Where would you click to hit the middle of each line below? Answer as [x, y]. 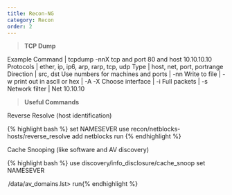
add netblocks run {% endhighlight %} [126, 136]
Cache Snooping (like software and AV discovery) [78, 150]
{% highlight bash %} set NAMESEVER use [68, 129]
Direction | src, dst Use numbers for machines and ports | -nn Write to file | [114, 74]
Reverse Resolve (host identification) [60, 115]
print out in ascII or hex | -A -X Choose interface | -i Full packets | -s [110, 82]
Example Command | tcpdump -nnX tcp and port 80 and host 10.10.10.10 [110, 59]
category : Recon [30, 20]
